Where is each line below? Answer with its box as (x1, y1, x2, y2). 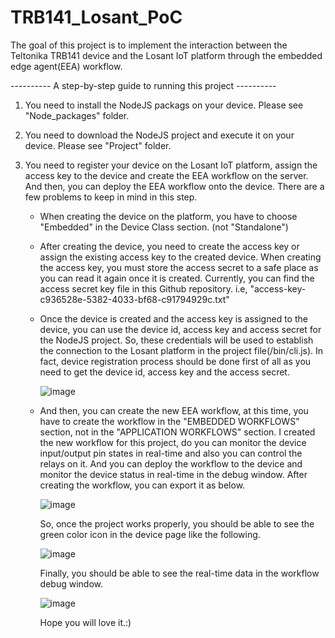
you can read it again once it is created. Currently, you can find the (39, 272, 315, 284)
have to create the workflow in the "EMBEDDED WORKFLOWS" (39, 415, 300, 427)
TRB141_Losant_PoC (10, 6, 183, 29)
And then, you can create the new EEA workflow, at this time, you (39, 404, 309, 416)
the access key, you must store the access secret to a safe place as (39, 261, 319, 273)
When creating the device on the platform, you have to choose (39, 210, 298, 222)
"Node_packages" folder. (24, 109, 130, 121)
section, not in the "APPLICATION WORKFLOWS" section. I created (39, 426, 316, 438)
